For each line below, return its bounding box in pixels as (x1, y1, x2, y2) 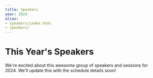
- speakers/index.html (5, 20, 52, 26)
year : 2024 (5, 12, 28, 17)
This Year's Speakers (5, 46, 94, 58)
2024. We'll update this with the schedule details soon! (5, 68, 117, 74)
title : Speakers (5, 7, 38, 12)
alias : (5, 16, 19, 21)
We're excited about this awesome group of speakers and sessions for (5, 62, 148, 68)
